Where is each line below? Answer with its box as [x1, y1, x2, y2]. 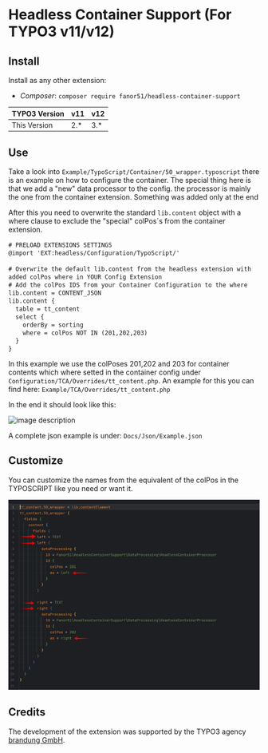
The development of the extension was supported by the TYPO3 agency [8, 727, 246, 736]
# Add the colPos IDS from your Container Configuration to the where [8, 281, 248, 289]
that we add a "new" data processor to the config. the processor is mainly [8, 184, 251, 193]
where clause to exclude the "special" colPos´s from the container [8, 216, 226, 226]
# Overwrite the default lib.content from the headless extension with [8, 265, 251, 273]
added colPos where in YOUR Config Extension [8, 273, 162, 281]
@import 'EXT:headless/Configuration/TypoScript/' [8, 249, 180, 257]
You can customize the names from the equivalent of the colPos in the [8, 475, 239, 485]
